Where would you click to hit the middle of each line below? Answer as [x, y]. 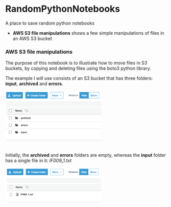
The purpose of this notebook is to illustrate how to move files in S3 [76, 63]
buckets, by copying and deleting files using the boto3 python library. [78, 68]
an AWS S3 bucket [32, 38]
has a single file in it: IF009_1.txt [39, 161]
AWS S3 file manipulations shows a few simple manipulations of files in [88, 33]
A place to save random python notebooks [50, 23]
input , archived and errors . [34, 84]
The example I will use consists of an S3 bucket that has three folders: [79, 78]
